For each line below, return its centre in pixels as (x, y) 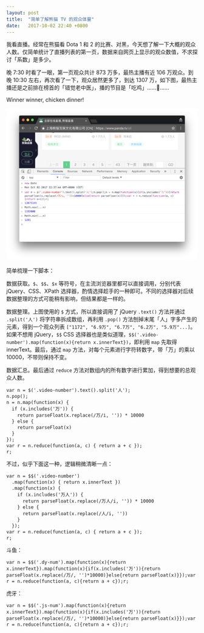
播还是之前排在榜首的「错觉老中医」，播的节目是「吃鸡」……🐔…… (88, 87)
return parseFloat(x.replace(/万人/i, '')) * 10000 (88, 501)
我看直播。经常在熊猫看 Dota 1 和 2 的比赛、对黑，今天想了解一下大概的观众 (101, 44)
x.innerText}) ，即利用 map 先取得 (135, 342)
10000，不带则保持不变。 (38, 357)
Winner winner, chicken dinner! (45, 100)
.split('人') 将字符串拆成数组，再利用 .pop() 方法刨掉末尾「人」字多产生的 (102, 319)
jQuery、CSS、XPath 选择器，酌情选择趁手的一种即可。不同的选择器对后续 (100, 291)
